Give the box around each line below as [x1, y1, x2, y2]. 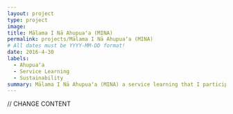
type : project [7, 17, 49, 23]
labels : [7, 55, 30, 62]
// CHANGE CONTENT [7, 99, 71, 108]
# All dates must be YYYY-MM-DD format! [7, 42, 126, 49]
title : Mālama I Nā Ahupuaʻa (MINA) [7, 29, 113, 37]
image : [7, 23, 26, 30]
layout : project [7, 10, 54, 17]
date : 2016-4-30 [7, 49, 54, 56]
